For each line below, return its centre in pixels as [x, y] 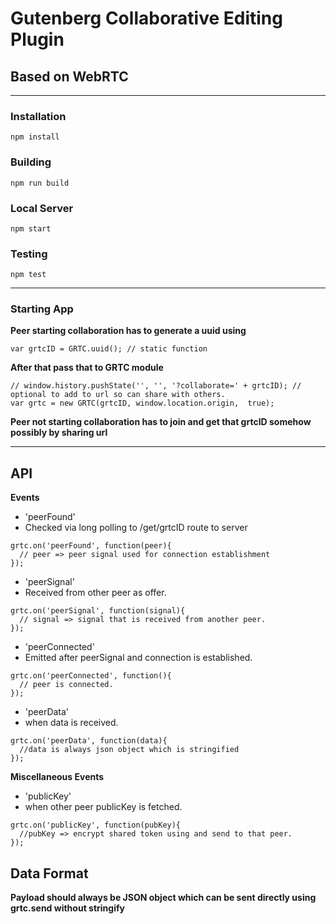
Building [31, 162]
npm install [35, 137]
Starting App [42, 309]
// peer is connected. [66, 685]
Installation [38, 116]
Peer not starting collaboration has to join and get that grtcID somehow [161, 422]
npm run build [40, 183]
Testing [29, 254]
